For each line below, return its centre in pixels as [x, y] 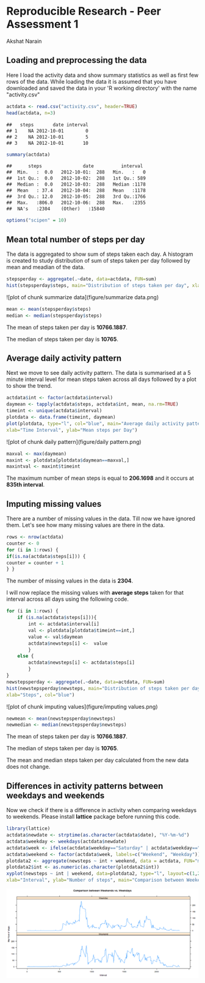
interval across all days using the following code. [68, 599]
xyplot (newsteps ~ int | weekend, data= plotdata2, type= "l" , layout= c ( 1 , [102, 874]
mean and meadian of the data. [46, 267]
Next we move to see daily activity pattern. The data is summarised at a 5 [99, 373]
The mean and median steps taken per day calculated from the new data [98, 760]
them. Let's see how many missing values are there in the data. [86, 525]
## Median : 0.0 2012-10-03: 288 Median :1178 [76, 184]
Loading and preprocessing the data [77, 60]
